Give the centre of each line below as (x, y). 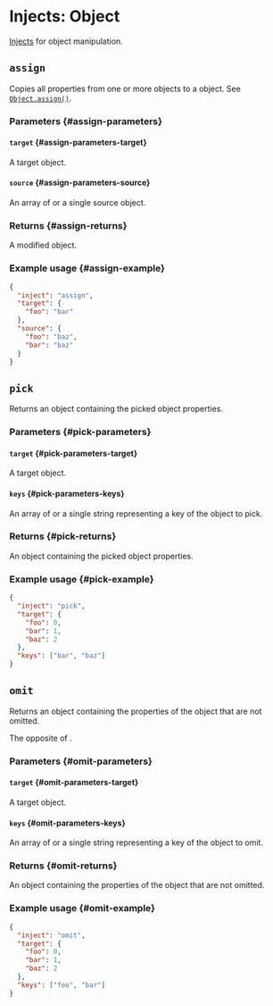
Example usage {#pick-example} (82, 579)
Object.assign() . (41, 98)
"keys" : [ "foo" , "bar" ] (61, 985)
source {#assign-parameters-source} (80, 183)
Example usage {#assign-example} (87, 268)
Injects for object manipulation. (66, 41)
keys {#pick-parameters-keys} (67, 493)
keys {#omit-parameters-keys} (68, 823)
